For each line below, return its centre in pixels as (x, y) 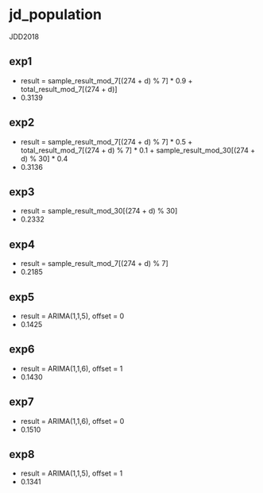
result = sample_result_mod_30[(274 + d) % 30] (99, 211)
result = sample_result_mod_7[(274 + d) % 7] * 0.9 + (106, 80)
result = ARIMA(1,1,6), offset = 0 (72, 421)
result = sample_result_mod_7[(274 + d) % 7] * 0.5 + (106, 141)
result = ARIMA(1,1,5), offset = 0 (72, 316)
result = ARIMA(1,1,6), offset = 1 (72, 368)
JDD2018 (24, 37)
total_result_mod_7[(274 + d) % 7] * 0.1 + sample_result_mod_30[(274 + (138, 150)
